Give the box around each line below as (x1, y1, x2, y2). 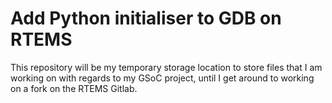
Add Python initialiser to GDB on (10, 7, 282, 30)
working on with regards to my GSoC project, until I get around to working (10, 72, 315, 84)
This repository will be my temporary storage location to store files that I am (10, 61, 323, 73)
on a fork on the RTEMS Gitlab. (10, 82, 138, 94)
